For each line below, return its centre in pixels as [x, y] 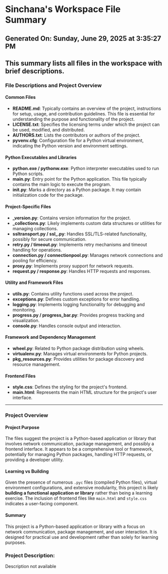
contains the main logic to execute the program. [62, 185]
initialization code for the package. [48, 195]
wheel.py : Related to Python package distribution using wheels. [78, 348]
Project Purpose [22, 427]
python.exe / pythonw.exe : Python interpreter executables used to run [85, 169]
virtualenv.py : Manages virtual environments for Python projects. [80, 353]
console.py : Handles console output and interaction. [67, 326]
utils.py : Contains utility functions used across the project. [73, 294]
